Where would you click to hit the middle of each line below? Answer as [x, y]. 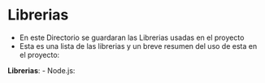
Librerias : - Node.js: [41, 70]
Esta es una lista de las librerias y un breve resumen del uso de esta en [138, 46]
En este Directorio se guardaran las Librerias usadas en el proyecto [132, 37]
